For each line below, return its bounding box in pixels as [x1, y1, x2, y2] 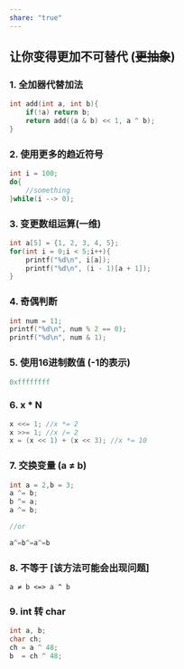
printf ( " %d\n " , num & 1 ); [9, 333, 106, 342]
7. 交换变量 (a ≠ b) [9, 459, 87, 472]
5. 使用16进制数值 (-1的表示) [9, 357, 131, 369]
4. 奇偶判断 [9, 295, 58, 308]
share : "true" [9, 13, 63, 23]
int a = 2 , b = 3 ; [9, 481, 75, 490]
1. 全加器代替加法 [9, 78, 84, 91]
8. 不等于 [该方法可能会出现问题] [9, 561, 151, 574]
